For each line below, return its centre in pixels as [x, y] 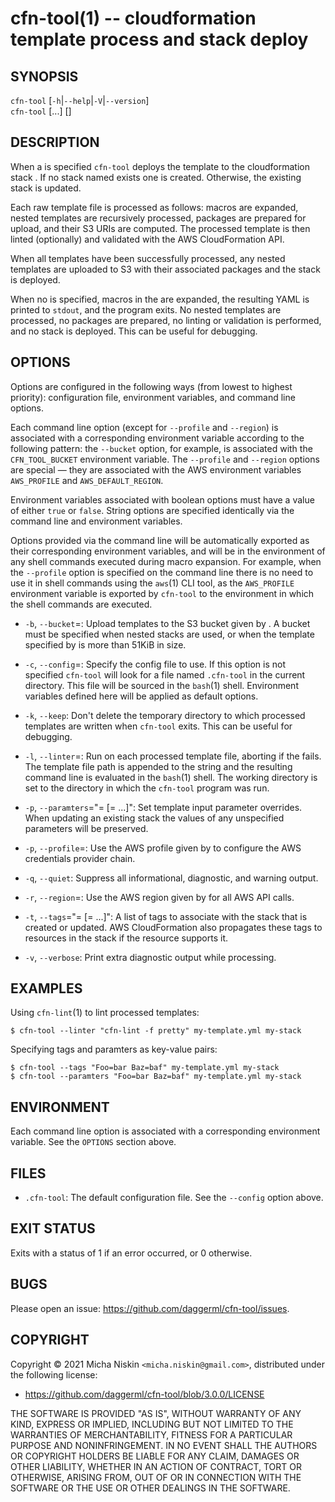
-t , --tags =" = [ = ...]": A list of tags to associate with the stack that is [166, 916]
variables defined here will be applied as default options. [141, 696]
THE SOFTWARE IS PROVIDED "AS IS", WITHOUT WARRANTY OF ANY [156, 1413]
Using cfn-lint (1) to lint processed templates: [105, 1013]
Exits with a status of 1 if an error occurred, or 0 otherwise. [131, 1253]
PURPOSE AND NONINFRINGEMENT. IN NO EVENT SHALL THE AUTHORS [164, 1445]
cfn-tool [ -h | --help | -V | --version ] [80, 100]
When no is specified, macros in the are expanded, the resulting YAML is [160, 299]
